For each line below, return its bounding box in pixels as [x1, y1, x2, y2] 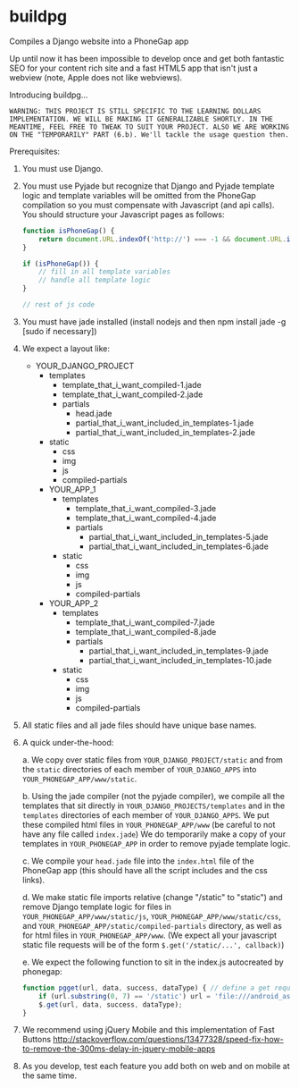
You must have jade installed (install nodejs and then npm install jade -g [21, 316, 287, 327]
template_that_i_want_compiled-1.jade [62, 379, 203, 390]
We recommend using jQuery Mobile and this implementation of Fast [21, 1025, 275, 1035]
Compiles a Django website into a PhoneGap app [9, 36, 189, 46]
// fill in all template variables [38, 267, 171, 276]
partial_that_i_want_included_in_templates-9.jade [88, 645, 270, 656]
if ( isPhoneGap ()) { [21, 259, 99, 268]
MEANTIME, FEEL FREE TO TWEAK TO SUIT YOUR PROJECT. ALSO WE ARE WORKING [9, 122, 290, 131]
